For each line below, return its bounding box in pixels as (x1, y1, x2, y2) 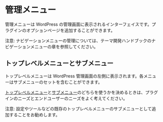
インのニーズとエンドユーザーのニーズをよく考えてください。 (5, 95, 128, 101)
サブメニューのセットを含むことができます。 (13, 79, 103, 85)
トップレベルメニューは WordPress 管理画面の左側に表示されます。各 (5, 73, 144, 79)
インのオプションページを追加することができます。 (13, 27, 115, 33)
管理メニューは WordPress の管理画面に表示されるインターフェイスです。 (5, 21, 152, 27)
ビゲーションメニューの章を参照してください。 (5, 44, 98, 49)
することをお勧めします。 (9, 112, 60, 118)
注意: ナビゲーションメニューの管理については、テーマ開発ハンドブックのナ (5, 37, 156, 44)
